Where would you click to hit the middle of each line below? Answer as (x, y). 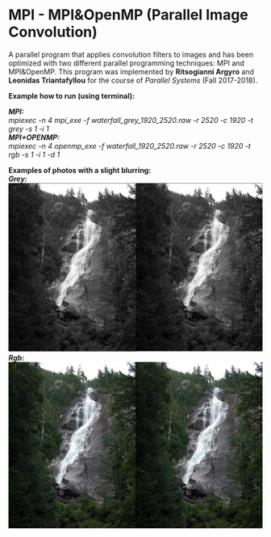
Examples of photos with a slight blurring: (80, 170)
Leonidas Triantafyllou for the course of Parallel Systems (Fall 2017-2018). (133, 80)
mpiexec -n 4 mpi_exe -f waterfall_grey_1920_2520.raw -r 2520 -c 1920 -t (131, 120)
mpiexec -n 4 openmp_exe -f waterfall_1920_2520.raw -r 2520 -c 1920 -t (130, 146)
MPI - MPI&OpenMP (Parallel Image (128, 15)
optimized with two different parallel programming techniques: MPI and (126, 63)
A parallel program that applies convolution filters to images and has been (131, 54)
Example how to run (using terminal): (72, 95)
